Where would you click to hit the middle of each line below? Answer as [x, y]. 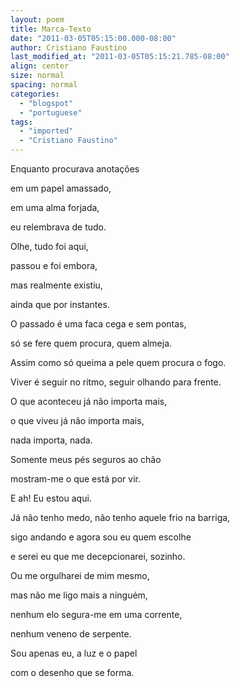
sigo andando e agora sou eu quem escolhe [101, 537]
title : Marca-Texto [51, 29]
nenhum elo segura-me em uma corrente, [96, 614]
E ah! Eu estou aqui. [51, 498]
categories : [35, 94]
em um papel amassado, [61, 188]
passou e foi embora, [54, 265]
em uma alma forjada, [55, 207]
